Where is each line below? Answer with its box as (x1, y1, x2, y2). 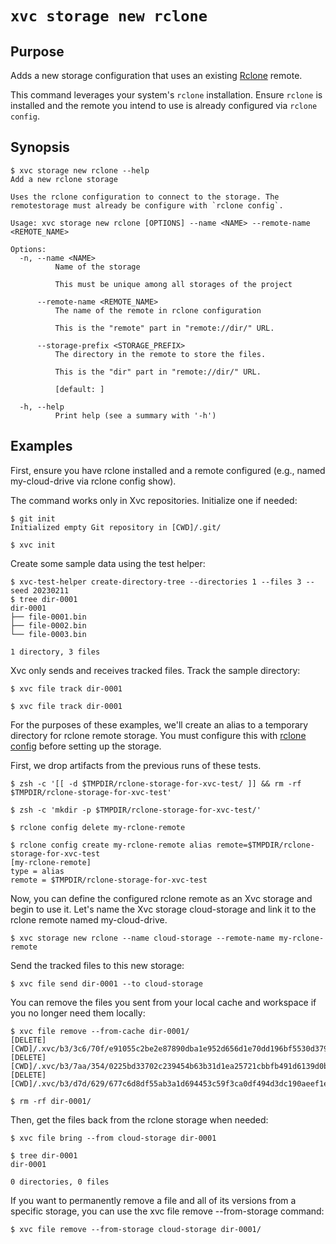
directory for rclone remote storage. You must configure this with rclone (10, 729, 307, 741)
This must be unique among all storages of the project (54, 279, 293, 289)
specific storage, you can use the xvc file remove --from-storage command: (10, 1205, 325, 1217)
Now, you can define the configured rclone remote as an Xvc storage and (10, 892, 313, 904)
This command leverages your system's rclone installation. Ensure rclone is (10, 89, 323, 101)
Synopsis (10, 139, 70, 156)
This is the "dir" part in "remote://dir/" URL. (54, 367, 262, 377)
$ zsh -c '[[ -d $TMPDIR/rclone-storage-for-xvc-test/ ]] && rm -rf (10, 778, 302, 789)
